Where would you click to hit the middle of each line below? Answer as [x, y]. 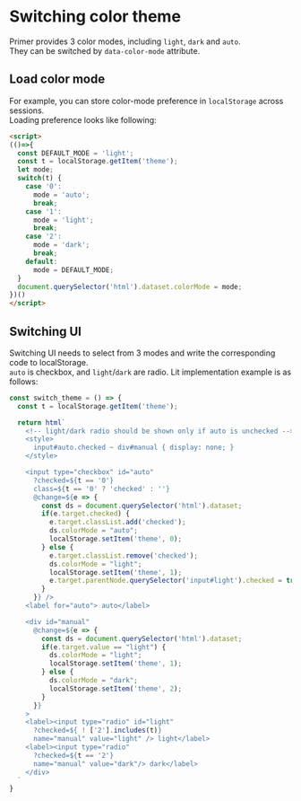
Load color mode [57, 79]
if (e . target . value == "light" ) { [104, 647]
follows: [24, 381]
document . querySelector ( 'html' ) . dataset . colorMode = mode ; [130, 286]
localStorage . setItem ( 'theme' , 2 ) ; [115, 689]
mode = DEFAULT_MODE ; [73, 270]
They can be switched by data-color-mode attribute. [105, 50]
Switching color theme [95, 17]
